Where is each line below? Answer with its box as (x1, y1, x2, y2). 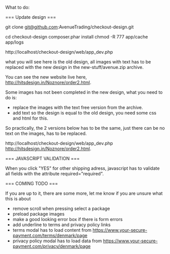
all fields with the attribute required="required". (5, 171, 104, 176)
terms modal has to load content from (12, 227, 92, 233)
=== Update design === (5, 14, 56, 20)
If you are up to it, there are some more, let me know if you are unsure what (5, 190, 163, 196)
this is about (5, 196, 31, 202)
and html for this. (12, 115, 48, 121)
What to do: (5, 5, 30, 10)
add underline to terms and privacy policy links (12, 222, 111, 228)
